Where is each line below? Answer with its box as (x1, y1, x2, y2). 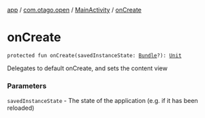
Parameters (7, 81, 46, 91)
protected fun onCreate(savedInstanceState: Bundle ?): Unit (7, 52, 182, 59)
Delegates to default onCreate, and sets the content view (7, 64, 168, 72)
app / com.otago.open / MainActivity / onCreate (7, 6, 142, 14)
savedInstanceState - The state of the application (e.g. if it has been (7, 97, 198, 105)
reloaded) (7, 104, 35, 112)
